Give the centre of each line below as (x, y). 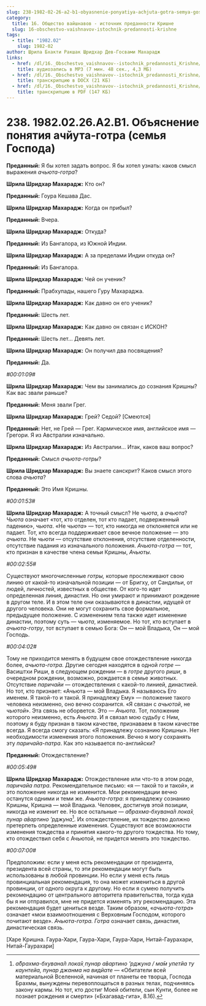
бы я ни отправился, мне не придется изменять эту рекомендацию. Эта (101, 902)
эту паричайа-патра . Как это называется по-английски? (81, 743)
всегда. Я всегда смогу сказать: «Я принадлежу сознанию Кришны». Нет (103, 730)
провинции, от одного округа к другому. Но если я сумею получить (95, 889)
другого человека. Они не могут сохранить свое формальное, (88, 608)
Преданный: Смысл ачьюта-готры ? (54, 459)
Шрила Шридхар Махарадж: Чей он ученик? (66, 279)
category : (19, 18)
